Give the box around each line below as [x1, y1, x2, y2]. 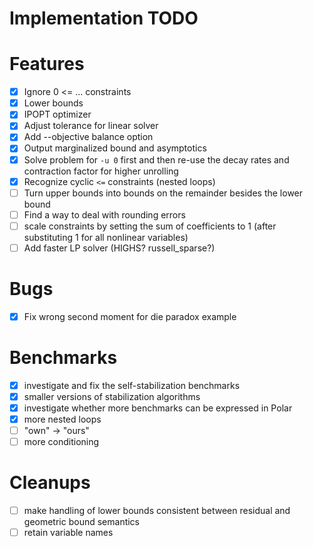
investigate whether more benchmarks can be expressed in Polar [23, 402, 293, 414]
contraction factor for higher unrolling [23, 165, 179, 177]
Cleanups [9, 472, 91, 494]
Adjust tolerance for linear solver [23, 120, 159, 132]
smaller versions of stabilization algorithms [23, 390, 201, 402]
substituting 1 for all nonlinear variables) [23, 231, 189, 243]
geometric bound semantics [23, 516, 141, 528]
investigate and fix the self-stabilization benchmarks [23, 379, 241, 391]
